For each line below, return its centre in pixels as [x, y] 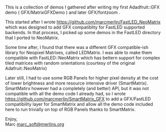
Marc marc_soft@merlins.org [35, 124]
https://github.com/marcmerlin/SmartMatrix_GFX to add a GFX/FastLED [78, 99]
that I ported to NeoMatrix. [32, 38]
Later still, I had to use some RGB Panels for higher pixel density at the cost [82, 78]
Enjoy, [11, 119]
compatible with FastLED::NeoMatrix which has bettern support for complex [83, 58]
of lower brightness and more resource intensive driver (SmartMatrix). [77, 83]
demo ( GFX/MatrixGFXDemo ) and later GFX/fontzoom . [63, 12]
